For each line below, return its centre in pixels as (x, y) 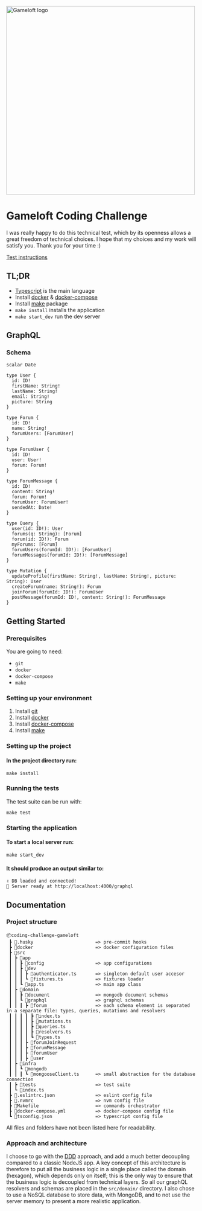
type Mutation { (27, 571)
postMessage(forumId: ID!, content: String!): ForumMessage (89, 598)
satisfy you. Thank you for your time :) (54, 245)
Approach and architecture (47, 1143)
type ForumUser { (28, 450)
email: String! (31, 397)
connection (20, 1079)
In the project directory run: (42, 760)
